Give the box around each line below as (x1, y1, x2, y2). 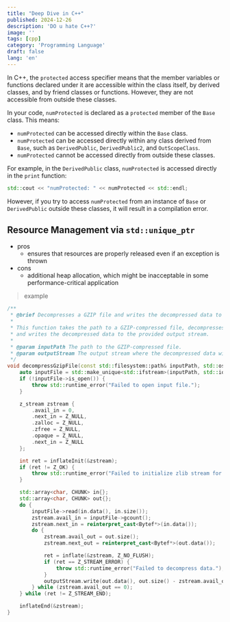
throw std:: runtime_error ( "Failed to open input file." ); (31, 382, 201, 388)
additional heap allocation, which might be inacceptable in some (27, 271, 209, 279)
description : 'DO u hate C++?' (7, 23, 97, 29)
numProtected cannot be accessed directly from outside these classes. (16, 151, 216, 159)
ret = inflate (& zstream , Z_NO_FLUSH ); (43, 552, 155, 559)
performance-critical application (27, 279, 118, 287)
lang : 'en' (7, 55, 38, 62)
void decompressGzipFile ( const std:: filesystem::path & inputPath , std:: (7, 362, 219, 370)
